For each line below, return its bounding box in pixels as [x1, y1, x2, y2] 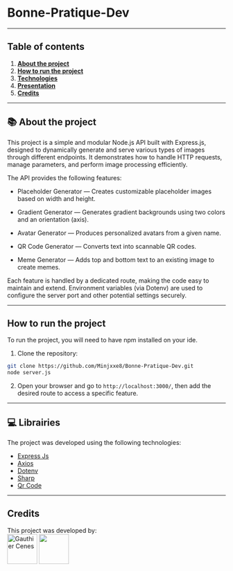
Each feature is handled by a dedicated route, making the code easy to [7, 276, 209, 285]
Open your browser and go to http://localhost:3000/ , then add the [17, 382, 212, 390]
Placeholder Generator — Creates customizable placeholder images [17, 187, 212, 195]
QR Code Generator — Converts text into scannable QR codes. [17, 242, 196, 250]
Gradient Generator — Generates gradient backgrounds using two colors [17, 208, 225, 216]
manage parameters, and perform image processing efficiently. [7, 160, 188, 168]
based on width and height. [17, 194, 96, 202]
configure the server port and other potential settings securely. [7, 291, 187, 299]
